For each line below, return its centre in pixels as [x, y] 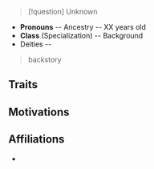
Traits [23, 84]
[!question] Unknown [63, 12]
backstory [45, 60]
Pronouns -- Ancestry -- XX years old [83, 27]
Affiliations [36, 139]
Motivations [39, 112]
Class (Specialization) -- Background [81, 36]
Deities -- [36, 44]
